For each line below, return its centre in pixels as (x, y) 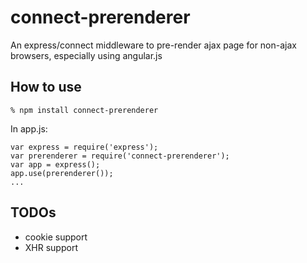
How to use (46, 87)
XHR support (51, 247)
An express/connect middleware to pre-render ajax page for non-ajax (153, 45)
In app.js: (29, 128)
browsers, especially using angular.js (86, 55)
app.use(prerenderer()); (62, 173)
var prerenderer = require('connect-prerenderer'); (120, 156)
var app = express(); (55, 164)
